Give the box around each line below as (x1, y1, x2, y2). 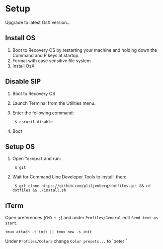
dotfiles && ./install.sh (12, 188, 66, 193)
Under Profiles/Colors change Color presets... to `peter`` (5, 238, 128, 244)
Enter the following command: (12, 110, 74, 116)
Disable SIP (5, 78, 41, 86)
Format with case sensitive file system (12, 58, 91, 64)
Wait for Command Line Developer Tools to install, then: (12, 174, 127, 180)
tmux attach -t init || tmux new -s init (5, 230, 92, 235)
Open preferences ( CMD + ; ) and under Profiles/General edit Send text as (5, 215, 158, 221)
